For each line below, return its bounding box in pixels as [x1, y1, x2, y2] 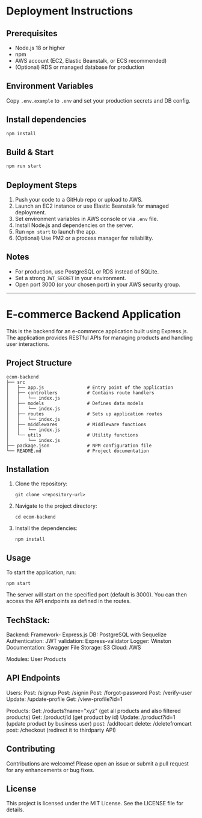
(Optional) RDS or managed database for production [14, 63, 145, 71]
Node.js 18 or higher [14, 44, 66, 51]
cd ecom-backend [14, 514, 56, 520]
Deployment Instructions [6, 4, 133, 18]
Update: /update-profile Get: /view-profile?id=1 [6, 695, 123, 703]
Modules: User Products [6, 656, 67, 662]
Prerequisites [6, 28, 58, 39]
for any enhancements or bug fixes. [6, 766, 95, 773]
